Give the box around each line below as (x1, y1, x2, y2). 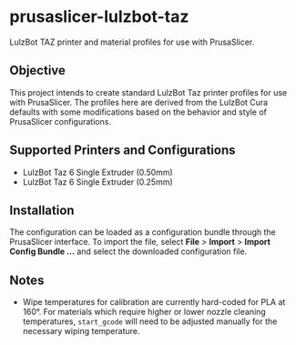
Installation (9, 202, 75, 218)
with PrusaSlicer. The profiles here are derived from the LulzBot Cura (9, 96, 269, 107)
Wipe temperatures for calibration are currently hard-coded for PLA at (22, 297, 286, 308)
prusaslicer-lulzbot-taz (9, 6, 189, 27)
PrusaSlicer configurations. (9, 116, 112, 127)
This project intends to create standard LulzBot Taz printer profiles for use (9, 86, 288, 97)
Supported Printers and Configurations (9, 143, 236, 158)
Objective (9, 63, 66, 78)
